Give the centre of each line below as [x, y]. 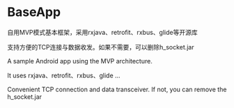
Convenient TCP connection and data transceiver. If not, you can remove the [117, 89]
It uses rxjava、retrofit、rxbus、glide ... [64, 75]
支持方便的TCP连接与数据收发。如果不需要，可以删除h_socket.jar [101, 47]
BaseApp [34, 12]
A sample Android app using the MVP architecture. [80, 61]
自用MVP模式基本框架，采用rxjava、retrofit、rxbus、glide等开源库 [102, 32]
